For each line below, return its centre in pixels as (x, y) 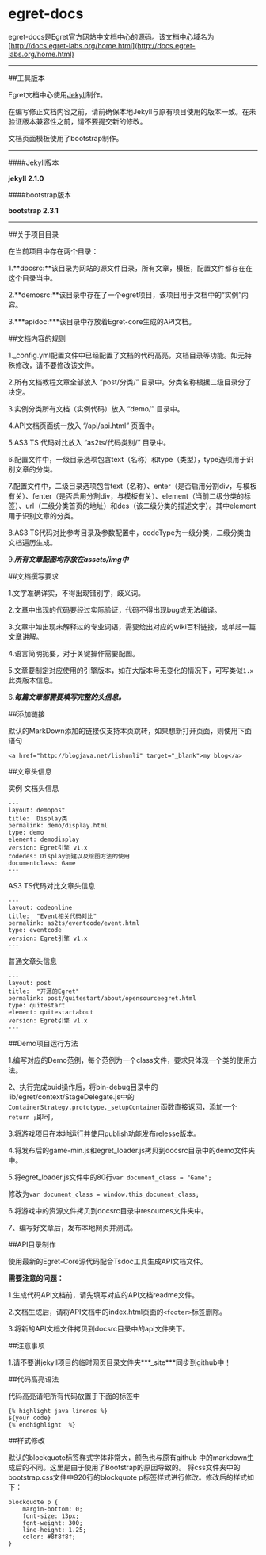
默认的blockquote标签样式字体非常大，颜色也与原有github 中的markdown (128, 1457)
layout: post (30, 983)
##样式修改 (27, 1440)
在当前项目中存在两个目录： (53, 251)
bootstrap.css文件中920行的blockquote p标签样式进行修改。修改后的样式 (128, 1477)
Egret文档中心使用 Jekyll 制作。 (58, 94)
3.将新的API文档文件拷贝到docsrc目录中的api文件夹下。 (99, 1328)
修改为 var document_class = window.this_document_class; (104, 1194)
